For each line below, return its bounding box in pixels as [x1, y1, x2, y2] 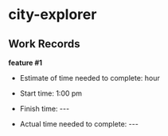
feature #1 [8, 58, 42, 67]
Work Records [8, 37, 80, 51]
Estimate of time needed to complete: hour [19, 74, 161, 82]
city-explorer [8, 6, 97, 24]
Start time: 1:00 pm [19, 89, 82, 98]
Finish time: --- [19, 104, 70, 113]
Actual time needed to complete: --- [19, 119, 139, 128]
